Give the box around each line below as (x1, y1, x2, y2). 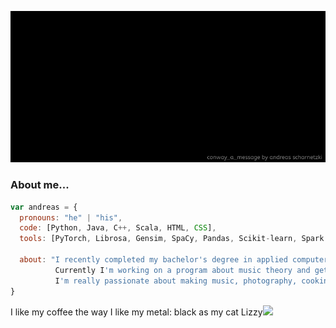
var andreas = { (10, 202, 78, 212)
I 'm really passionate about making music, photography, (54, 276, 298, 286)
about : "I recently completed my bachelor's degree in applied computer (19, 255, 329, 265)
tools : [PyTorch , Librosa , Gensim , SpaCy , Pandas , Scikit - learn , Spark (19, 234, 325, 244)
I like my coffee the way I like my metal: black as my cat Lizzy (10, 306, 263, 318)
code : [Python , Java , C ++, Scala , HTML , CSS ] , (19, 223, 217, 233)
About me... (10, 178, 70, 192)
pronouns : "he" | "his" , (19, 212, 123, 223)
